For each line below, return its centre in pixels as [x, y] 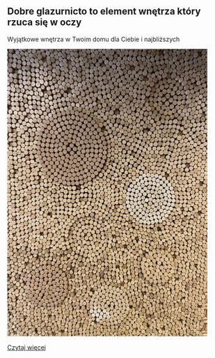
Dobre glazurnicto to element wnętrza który [104, 11]
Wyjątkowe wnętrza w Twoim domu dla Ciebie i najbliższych [94, 39]
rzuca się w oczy [45, 23]
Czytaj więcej [27, 347]
